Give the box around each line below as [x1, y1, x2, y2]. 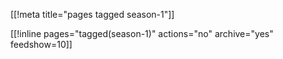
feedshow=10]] [10, 39, 73, 50]
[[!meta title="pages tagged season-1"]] [10, 9, 175, 20]
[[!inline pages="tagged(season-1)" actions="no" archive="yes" [10, 28, 274, 39]
